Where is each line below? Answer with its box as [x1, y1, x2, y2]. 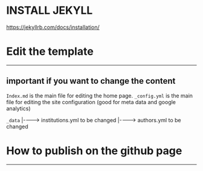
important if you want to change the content [6, 76, 176, 86]
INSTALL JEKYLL [6, 4, 93, 17]
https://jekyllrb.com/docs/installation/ [6, 23, 100, 31]
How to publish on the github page [6, 144, 182, 157]
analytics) [6, 105, 31, 112]
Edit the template [6, 45, 94, 58]
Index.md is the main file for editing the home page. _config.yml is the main [6, 92, 193, 99]
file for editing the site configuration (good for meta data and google [6, 98, 176, 105]
